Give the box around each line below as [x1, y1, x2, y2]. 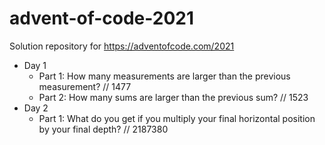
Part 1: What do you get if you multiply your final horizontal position [38, 112, 316, 124]
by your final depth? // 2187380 [38, 123, 169, 135]
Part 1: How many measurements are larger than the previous [38, 70, 291, 82]
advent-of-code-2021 [9, 7, 195, 30]
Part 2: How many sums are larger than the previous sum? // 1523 [38, 91, 309, 103]
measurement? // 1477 [38, 80, 132, 92]
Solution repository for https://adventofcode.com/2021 [9, 40, 235, 52]
